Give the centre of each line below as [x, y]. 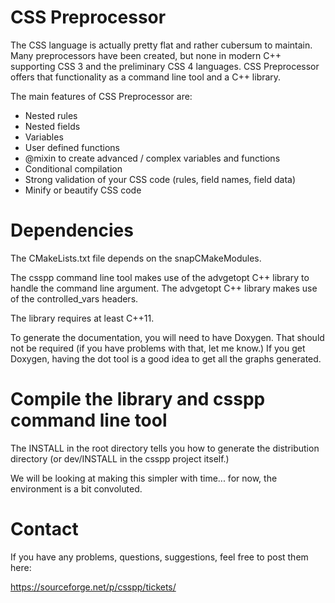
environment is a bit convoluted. [76, 488]
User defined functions [72, 147]
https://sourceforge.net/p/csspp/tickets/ [93, 587]
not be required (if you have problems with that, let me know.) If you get [158, 348]
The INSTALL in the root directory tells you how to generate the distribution [165, 448]
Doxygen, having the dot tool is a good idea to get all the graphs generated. [166, 358]
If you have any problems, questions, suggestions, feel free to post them [159, 557]
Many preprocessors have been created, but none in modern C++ [146, 55]
